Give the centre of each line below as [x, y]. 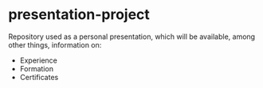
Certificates [39, 77]
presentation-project [79, 15]
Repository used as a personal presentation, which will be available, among [132, 36]
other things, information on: [55, 44]
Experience [38, 60]
